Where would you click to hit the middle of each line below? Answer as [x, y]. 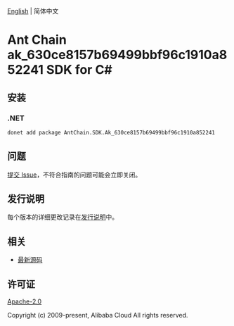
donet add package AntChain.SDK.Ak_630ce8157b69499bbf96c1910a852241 [111, 132]
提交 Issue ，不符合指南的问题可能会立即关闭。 [74, 175]
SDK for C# [79, 70]
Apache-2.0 [25, 301]
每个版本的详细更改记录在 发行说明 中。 [63, 217]
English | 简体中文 [33, 11]
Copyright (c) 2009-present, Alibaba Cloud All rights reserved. [98, 315]
